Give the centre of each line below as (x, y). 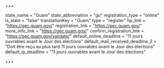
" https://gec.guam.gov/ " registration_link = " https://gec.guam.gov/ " (74, 26)
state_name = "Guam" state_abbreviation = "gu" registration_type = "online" (82, 15)
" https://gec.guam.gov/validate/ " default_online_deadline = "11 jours (74, 36)
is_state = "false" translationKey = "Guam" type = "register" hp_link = (75, 20)
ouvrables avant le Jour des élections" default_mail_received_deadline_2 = (81, 41)
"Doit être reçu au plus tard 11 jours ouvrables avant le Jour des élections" (80, 47)
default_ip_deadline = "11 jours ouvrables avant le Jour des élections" (76, 52)
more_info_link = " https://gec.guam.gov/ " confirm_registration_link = (75, 31)
